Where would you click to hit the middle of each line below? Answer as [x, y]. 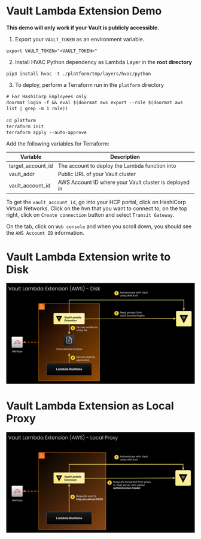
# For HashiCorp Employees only [46, 96]
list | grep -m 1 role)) [37, 108]
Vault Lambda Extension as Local [90, 406]
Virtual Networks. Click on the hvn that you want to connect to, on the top [97, 208]
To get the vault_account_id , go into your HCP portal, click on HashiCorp [96, 202]
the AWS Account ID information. [45, 232]
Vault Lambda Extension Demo [84, 11]
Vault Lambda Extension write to [89, 257]
